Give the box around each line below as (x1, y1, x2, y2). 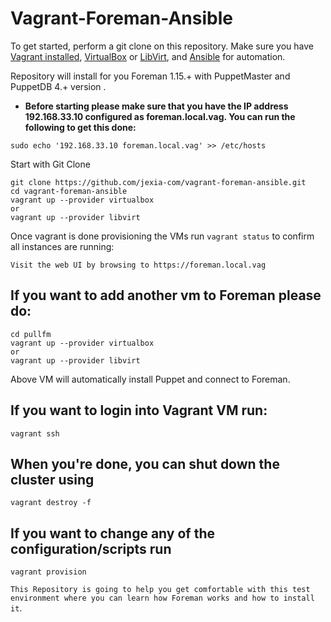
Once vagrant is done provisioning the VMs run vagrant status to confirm (10, 230, 315, 242)
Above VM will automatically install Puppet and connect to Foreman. (10, 373, 291, 385)
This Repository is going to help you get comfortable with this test (10, 585, 311, 595)
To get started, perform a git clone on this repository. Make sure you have (10, 40, 314, 52)
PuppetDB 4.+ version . (10, 80, 107, 92)
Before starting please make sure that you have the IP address (24, 100, 289, 112)
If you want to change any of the (10, 525, 215, 542)
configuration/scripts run (10, 540, 172, 557)
